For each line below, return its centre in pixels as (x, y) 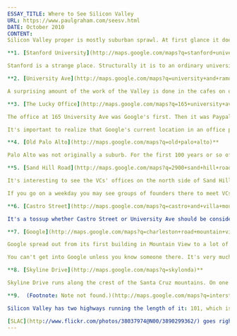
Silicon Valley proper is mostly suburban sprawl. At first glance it (113, 40)
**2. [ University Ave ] (41, 79)
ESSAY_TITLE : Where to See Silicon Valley (71, 14)
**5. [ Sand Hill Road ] (41, 168)
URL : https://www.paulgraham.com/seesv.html (74, 21)
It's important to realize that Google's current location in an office (116, 129)
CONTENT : (20, 34)
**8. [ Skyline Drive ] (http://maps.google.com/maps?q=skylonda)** (105, 270)
